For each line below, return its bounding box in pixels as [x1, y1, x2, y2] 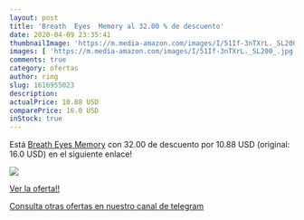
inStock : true [9, 114, 63, 123]
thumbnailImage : [9, 38, 71, 48]
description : [9, 89, 59, 98]
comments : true [9, 55, 67, 64]
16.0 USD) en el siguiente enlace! [9, 148, 133, 159]
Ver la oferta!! [9, 183, 61, 195]
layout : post [9, 13, 59, 23]
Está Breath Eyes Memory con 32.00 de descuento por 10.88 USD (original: [9, 139, 290, 150]
